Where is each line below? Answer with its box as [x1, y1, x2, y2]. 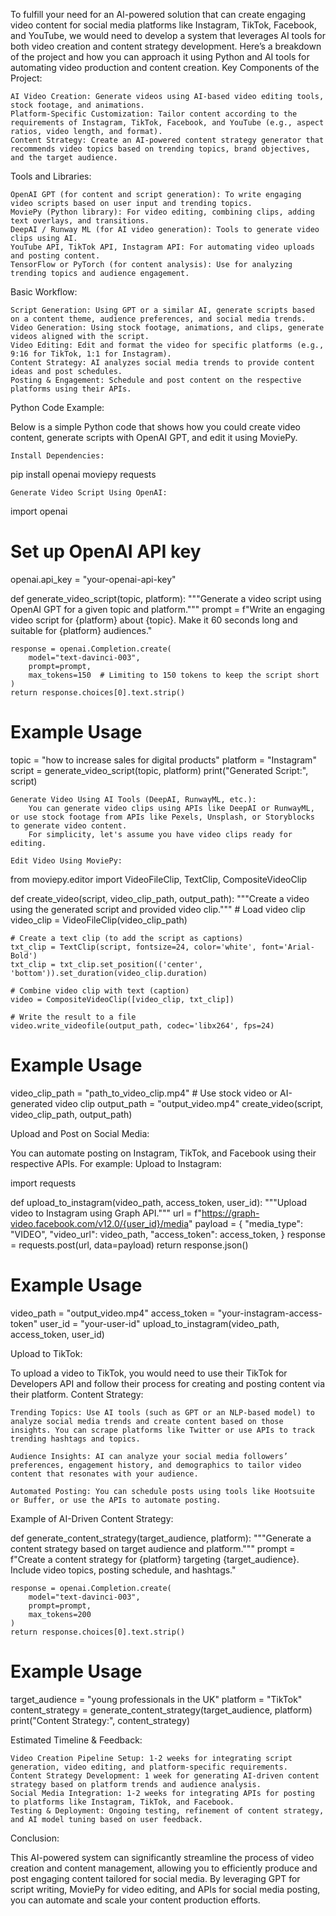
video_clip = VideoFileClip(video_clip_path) [10, 914, 188, 926]
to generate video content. [10, 820, 128, 831]
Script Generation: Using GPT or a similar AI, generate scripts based [10, 305, 315, 315]
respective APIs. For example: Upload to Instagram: [10, 1157, 222, 1169]
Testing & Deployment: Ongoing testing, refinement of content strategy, [10, 1805, 325, 1816]
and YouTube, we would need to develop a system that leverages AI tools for [10, 30, 326, 41]
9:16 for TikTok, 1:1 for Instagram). [10, 349, 172, 359]
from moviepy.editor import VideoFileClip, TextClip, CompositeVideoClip [10, 873, 308, 885]
